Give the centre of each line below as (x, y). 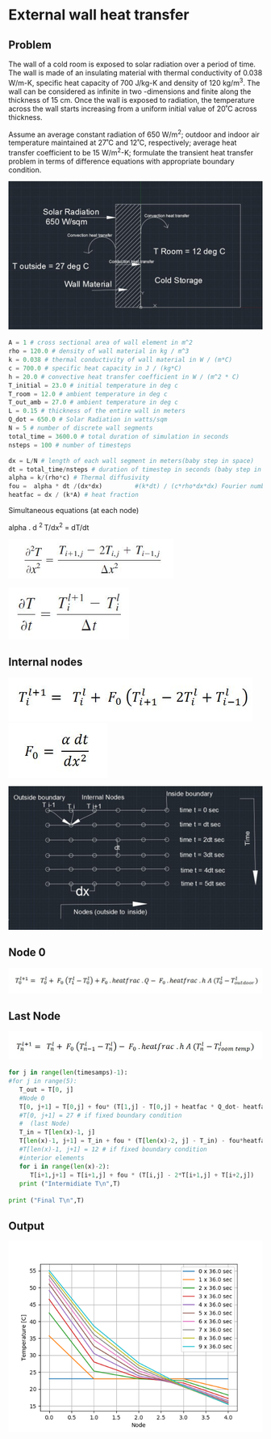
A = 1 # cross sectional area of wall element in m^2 (101, 343)
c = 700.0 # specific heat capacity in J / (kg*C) (95, 368)
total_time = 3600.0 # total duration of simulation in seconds (119, 436)
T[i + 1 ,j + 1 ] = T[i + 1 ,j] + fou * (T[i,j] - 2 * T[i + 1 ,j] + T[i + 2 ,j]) (142, 1175)
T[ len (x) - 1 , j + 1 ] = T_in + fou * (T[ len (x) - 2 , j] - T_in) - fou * (131, 1141)
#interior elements (52, 1158)
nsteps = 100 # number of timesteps (70, 445)
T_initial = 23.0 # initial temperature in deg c (94, 385)
